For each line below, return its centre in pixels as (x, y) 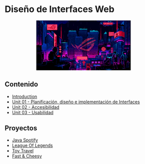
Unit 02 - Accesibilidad (35, 107)
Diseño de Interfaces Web (59, 9)
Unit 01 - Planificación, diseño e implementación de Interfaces (76, 102)
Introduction (24, 96)
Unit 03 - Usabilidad (32, 112)
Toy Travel (22, 151)
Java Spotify (25, 140)
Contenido (21, 85)
